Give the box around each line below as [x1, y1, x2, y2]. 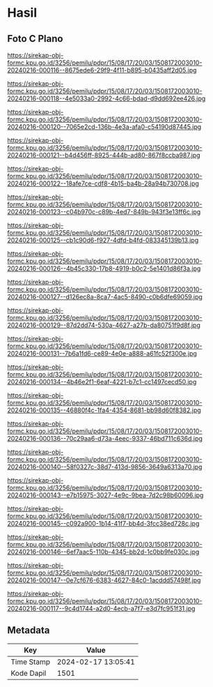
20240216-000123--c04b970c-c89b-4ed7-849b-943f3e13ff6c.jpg [7, 208, 201, 216]
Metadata [7, 624, 50, 636]
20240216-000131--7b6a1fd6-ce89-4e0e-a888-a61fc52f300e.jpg [7, 349, 197, 357]
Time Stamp [10, 657, 51, 667]
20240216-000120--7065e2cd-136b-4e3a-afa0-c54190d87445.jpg [7, 123, 202, 130]
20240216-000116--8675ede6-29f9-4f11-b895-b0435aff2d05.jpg [7, 66, 197, 74]
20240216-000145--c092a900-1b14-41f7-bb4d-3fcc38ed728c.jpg [7, 520, 200, 527]
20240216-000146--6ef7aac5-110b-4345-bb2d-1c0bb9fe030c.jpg [7, 548, 200, 556]
